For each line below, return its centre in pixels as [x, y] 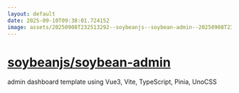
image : [17, 27]
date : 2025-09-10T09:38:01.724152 [59, 21]
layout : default [31, 14]
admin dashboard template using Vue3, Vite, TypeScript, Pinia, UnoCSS [112, 82]
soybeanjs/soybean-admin [89, 62]
